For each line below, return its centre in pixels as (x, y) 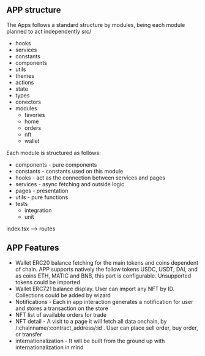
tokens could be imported (48, 282)
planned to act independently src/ (49, 31)
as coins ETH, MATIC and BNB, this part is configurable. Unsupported (103, 276)
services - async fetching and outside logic (70, 184)
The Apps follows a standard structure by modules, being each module (96, 25)
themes (25, 75)
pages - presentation (42, 191)
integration (38, 210)
